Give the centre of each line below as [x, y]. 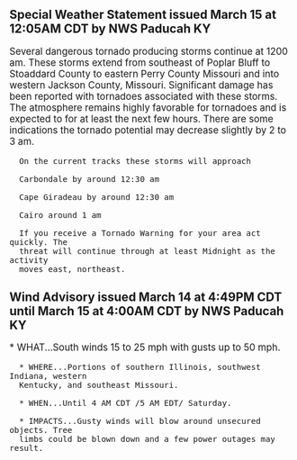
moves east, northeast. [72, 269]
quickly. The [39, 242]
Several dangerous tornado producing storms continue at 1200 [148, 51]
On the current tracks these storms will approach [135, 161]
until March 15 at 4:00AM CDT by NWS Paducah [147, 311]
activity [29, 260]
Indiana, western [48, 376]
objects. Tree [41, 430]
